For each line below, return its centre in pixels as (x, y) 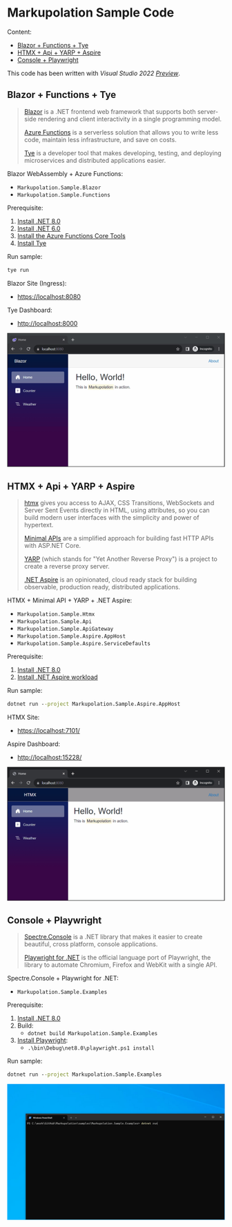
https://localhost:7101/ (49, 730)
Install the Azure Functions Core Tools (71, 235)
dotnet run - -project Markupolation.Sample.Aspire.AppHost (94, 704)
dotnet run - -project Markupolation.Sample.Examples (85, 1074)
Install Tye (32, 243)
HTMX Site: (23, 717)
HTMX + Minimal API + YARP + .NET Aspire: (70, 600)
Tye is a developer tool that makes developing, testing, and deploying (123, 153)
